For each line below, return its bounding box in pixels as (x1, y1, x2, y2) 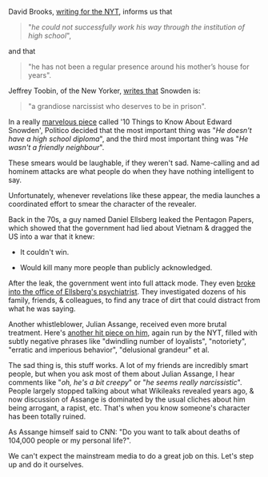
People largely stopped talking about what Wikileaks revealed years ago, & (8, 386, 254, 395)
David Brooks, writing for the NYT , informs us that (8, 7, 173, 16)
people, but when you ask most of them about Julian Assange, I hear (8, 369, 235, 378)
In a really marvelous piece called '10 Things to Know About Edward (8, 117, 232, 127)
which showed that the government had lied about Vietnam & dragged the (8, 224, 252, 232)
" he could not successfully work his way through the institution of (27, 22, 246, 31)
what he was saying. (8, 304, 76, 313)
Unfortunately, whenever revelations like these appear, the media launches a (8, 191, 261, 200)
